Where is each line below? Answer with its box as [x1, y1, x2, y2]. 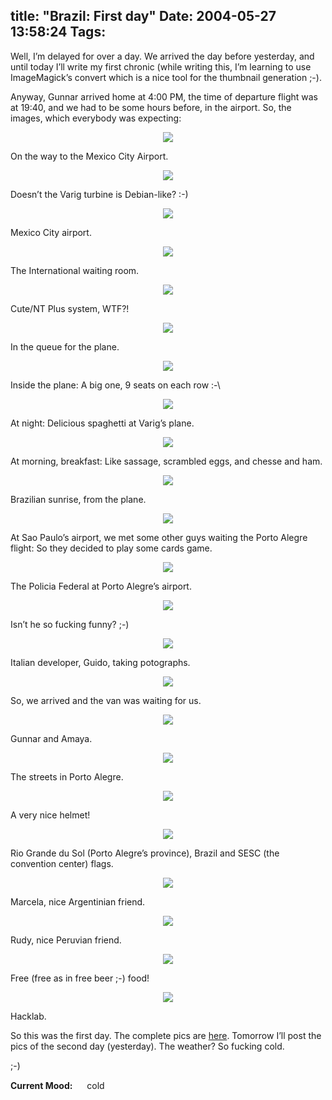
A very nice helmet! [10, 809, 91, 821]
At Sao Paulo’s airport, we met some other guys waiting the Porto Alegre [10, 531, 308, 543]
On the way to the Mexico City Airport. [10, 150, 169, 162]
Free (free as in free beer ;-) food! [10, 972, 150, 984]
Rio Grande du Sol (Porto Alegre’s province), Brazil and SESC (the [10, 847, 280, 859]
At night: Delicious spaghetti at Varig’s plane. [10, 417, 195, 429]
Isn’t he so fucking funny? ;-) [10, 618, 130, 630]
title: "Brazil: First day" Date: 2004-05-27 [10, 8, 277, 25]
